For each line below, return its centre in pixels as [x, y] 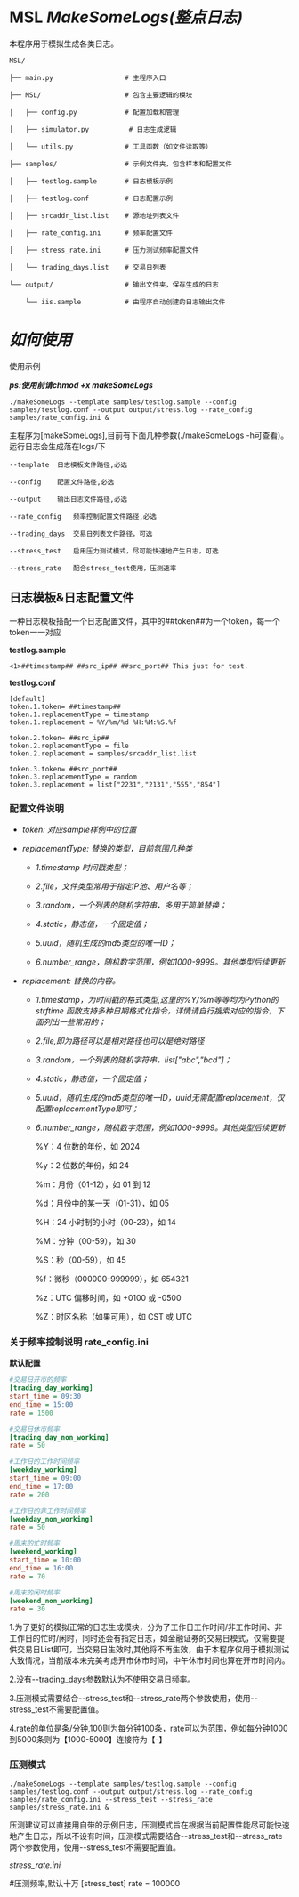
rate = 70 [28, 1576]
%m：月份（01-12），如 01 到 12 [93, 1184]
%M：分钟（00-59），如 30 [85, 1240]
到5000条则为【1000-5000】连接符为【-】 [88, 1740]
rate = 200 [29, 1495]
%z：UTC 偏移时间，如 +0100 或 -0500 [108, 1297]
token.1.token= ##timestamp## [65, 706]
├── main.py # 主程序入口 [88, 77]
